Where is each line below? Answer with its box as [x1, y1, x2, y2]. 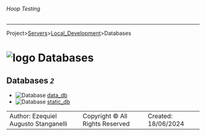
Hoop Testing [6, 5, 40, 12]
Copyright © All [82, 112, 128, 121]
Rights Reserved [82, 119, 130, 128]
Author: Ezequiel [9, 112, 57, 121]
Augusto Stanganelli [9, 119, 67, 128]
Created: [148, 112, 173, 121]
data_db [47, 92, 67, 99]
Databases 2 [6, 75, 55, 86]
